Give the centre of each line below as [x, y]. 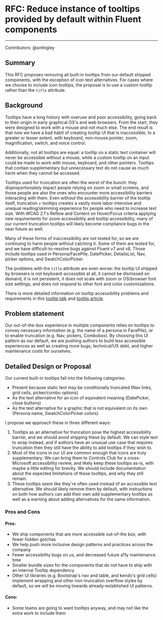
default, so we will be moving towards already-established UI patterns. [82, 586]
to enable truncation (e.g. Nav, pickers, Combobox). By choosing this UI [77, 336]
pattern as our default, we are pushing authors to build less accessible [75, 341]
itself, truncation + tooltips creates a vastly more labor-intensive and [73, 203]
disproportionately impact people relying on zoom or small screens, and [77, 188]
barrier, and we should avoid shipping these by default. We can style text [85, 437]
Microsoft [22, 463]
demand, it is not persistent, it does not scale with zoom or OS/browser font [81, 278]
